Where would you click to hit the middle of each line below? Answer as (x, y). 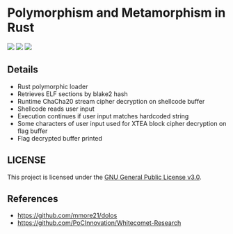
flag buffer (32, 131)
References (33, 199)
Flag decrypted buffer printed (60, 138)
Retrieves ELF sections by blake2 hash (72, 94)
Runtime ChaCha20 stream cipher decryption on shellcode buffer (111, 101)
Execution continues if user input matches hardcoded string (103, 116)
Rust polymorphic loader (53, 86)
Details (23, 70)
